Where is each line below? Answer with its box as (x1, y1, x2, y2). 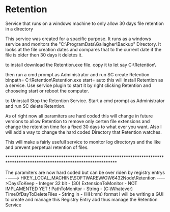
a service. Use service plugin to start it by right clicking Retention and (5, 82, 151, 88)
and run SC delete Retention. (5, 103, 66, 109)
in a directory (5, 25, 33, 32)
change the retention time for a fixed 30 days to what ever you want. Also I (5, 124, 162, 130)
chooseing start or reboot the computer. (5, 87, 89, 94)
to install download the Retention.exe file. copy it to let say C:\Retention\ (5, 62, 156, 68)
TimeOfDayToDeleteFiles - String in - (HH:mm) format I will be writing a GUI (5, 191, 164, 197)
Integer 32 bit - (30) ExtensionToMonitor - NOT (39, 180, 137, 186)
